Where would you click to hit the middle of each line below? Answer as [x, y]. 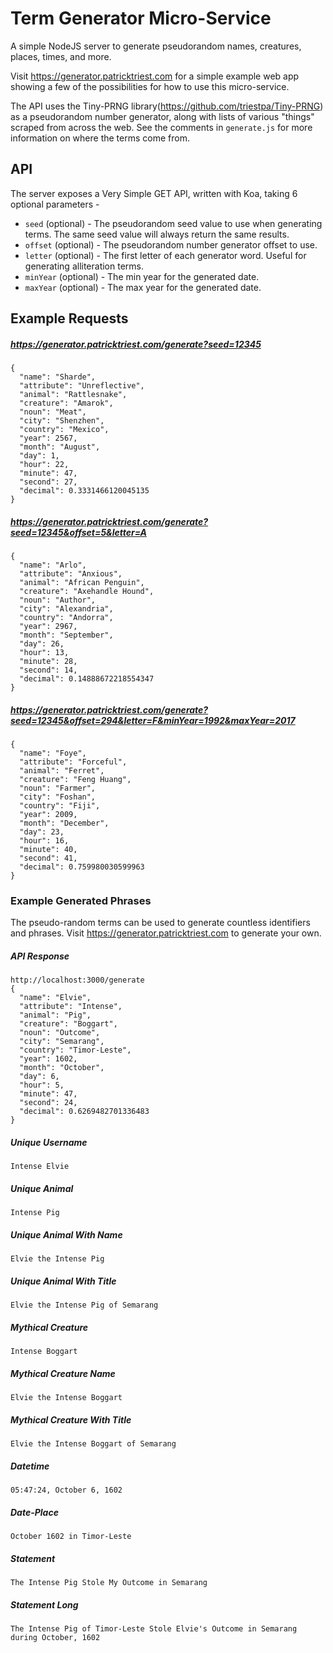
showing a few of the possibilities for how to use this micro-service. [150, 86]
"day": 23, [42, 832]
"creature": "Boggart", [68, 1024]
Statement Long [44, 1604]
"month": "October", [62, 1068]
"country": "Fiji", [60, 806]
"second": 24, [48, 1103]
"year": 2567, [48, 438]
